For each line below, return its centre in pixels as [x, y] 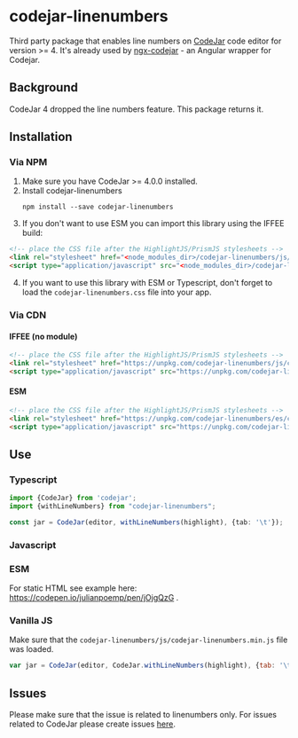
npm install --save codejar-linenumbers [98, 207]
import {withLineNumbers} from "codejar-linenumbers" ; [113, 506]
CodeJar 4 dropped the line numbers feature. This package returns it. [137, 109]
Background [43, 87]
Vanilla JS [31, 621]
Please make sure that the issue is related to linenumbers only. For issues [143, 715]
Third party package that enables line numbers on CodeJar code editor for [145, 41]
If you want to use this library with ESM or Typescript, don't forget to [147, 283]
